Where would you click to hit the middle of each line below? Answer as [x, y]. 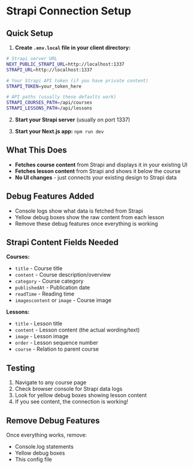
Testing [21, 368]
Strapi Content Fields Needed [62, 242]
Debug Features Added [50, 196]
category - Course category [49, 281]
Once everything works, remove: [46, 435]
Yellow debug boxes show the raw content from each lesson [90, 217]
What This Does [37, 150]
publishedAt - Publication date [52, 288]
